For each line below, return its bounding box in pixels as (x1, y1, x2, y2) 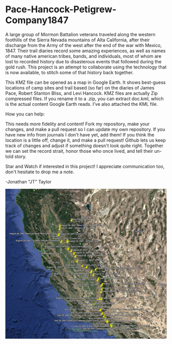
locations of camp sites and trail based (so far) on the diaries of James (5, 84, 155, 90)
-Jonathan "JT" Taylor (5, 178, 52, 185)
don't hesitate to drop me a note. (5, 169, 74, 175)
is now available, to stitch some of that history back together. (5, 69, 134, 75)
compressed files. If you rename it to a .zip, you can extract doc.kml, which (5, 96, 164, 102)
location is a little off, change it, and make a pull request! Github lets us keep (5, 137, 166, 143)
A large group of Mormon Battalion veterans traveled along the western (5, 31, 156, 37)
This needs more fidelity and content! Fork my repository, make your (5, 121, 150, 127)
